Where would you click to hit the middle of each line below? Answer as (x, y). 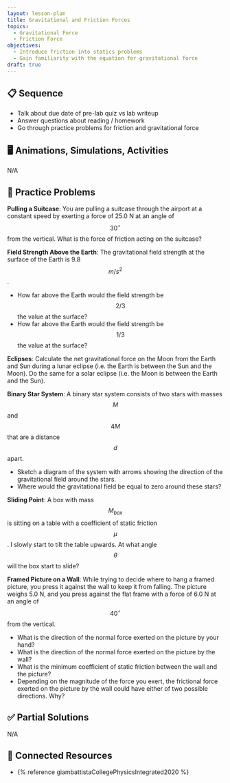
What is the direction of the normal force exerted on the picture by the (116, 652)
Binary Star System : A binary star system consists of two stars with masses (115, 394)
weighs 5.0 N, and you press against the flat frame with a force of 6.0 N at (112, 594)
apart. (15, 459)
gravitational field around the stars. (67, 480)
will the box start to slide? (43, 566)
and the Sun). (26, 381)
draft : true (24, 65)
